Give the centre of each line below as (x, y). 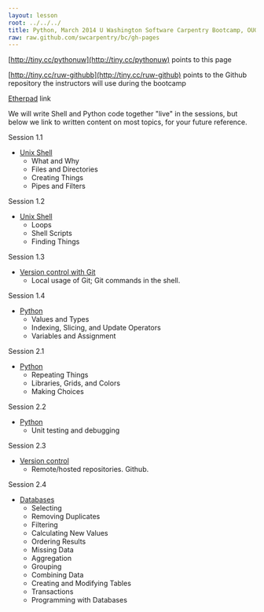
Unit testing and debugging (75, 430)
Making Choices (57, 392)
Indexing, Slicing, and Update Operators (96, 328)
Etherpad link (29, 98)
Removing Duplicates (66, 517)
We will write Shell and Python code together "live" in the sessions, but (123, 114)
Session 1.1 (26, 138)
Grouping (46, 566)
